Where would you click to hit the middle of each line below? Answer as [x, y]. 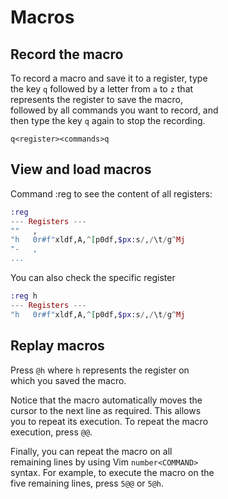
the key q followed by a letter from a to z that [102, 89]
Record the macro [67, 54]
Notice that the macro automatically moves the [106, 400]
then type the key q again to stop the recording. [108, 120]
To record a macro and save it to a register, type [109, 78]
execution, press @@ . [51, 432]
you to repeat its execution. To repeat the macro [109, 421]
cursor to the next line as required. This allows [106, 410]
